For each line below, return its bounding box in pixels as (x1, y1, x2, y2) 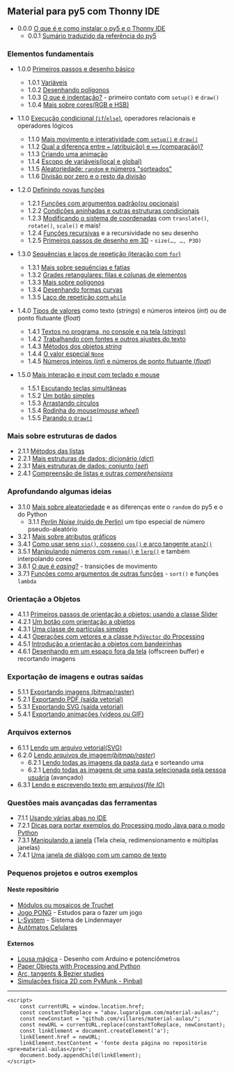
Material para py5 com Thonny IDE (7, 6, 160, 17)
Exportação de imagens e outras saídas (7, 671, 144, 681)
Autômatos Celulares (17, 923, 78, 932)
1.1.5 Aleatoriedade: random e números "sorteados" (27, 165, 173, 173)
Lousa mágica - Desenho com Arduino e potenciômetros (17, 955, 180, 963)
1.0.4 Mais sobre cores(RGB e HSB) (27, 100, 130, 109)
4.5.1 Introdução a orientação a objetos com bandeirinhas (17, 640, 182, 648)
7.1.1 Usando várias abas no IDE (17, 813, 107, 822)
